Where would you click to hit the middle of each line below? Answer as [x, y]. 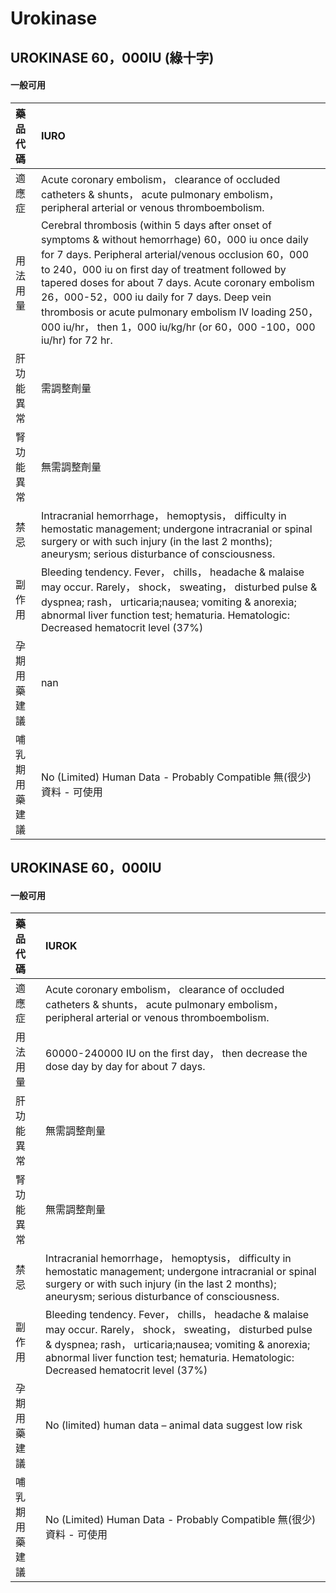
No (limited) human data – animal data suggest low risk [173, 1425]
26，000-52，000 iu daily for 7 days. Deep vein [156, 297]
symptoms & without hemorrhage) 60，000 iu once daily [174, 239]
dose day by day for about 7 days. [125, 1067]
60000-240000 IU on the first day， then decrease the [176, 1054]
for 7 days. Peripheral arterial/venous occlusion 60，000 [175, 254]
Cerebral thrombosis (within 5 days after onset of [156, 225]
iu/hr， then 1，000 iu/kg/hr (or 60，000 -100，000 [189, 327]
